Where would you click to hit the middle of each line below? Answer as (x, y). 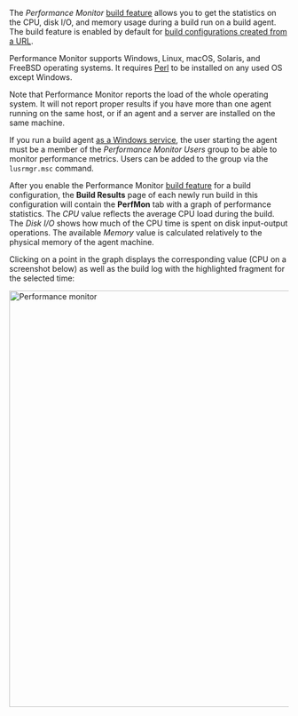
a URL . (21, 41)
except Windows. (41, 77)
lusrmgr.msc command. (52, 168)
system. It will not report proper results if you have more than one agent (141, 104)
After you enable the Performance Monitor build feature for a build (130, 185)
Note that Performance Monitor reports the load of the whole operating (139, 94)
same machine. (37, 123)
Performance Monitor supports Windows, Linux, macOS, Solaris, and (135, 58)
